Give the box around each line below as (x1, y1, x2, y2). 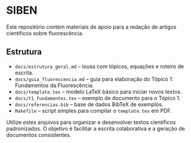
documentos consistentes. (6, 131, 72, 138)
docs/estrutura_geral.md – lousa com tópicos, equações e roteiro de (14, 63, 184, 70)
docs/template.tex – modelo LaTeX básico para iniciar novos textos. (14, 88, 182, 95)
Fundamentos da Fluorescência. (14, 82, 94, 89)
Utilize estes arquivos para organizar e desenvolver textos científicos (6, 119, 176, 126)
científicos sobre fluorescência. (6, 29, 84, 36)
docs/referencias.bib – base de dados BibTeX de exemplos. (14, 101, 164, 108)
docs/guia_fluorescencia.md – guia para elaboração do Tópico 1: (14, 75, 174, 82)
